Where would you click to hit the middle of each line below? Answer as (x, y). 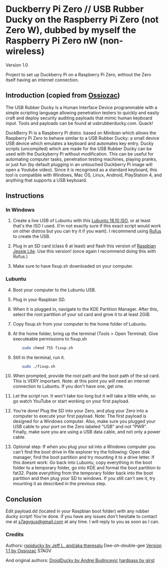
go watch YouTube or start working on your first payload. (71, 401)
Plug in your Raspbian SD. (39, 299)
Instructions (25, 196)
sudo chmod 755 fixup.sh (48, 348)
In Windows (20, 210)
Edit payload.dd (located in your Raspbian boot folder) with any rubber (78, 511)
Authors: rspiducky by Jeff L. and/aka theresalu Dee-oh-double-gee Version (84, 545)
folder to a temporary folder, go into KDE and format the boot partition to (87, 468)
